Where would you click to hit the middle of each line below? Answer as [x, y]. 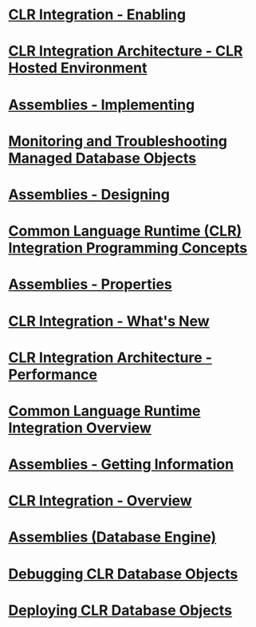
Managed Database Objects [102, 158]
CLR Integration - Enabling [97, 15]
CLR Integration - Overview [100, 501]
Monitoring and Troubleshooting [118, 141]
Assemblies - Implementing [102, 104]
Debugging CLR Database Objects [123, 574]
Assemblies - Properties [91, 284]
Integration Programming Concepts [128, 248]
